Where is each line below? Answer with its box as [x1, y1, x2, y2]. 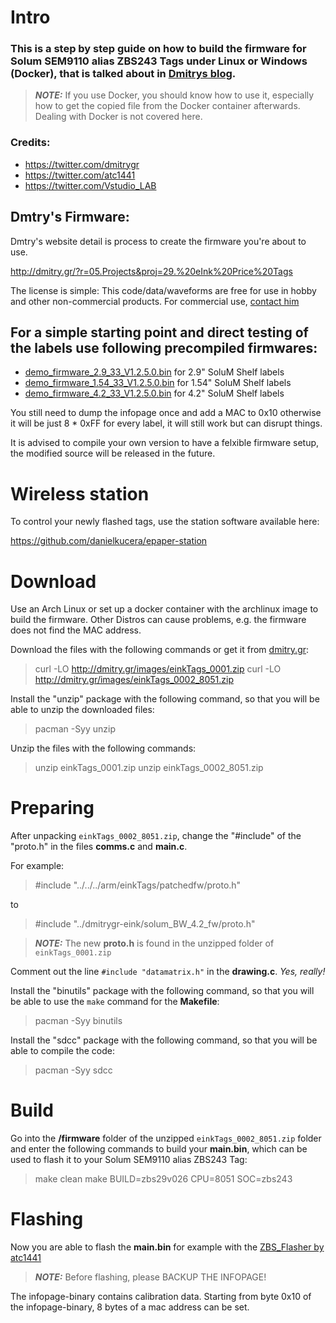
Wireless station [10, 482, 150, 505]
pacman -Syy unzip [34, 723, 117, 735]
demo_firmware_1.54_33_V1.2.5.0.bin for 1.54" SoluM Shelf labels [24, 377, 292, 389]
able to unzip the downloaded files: [10, 704, 155, 716]
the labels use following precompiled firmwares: [10, 339, 318, 356]
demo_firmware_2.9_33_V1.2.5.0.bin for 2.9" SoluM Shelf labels [24, 366, 285, 378]
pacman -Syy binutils [34, 1015, 123, 1027]
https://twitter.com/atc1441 [24, 169, 136, 181]
